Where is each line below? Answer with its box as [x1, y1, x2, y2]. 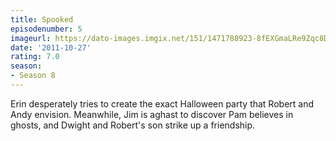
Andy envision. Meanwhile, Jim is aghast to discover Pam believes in [10, 108, 294, 120]
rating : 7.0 [10, 52, 60, 62]
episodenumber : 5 [10, 24, 83, 34]
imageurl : [10, 33, 52, 43]
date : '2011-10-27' [10, 42, 92, 53]
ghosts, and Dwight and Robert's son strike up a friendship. [10, 119, 256, 131]
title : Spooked [10, 14, 74, 25]
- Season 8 [10, 71, 56, 81]
